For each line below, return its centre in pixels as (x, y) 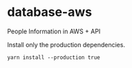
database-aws (49, 12)
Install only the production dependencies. (66, 44)
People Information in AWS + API (54, 31)
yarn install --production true (54, 57)
